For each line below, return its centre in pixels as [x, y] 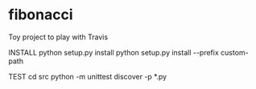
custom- [234, 52]
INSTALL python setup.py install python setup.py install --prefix [114, 52]
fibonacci [41, 15]
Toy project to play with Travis [58, 37]
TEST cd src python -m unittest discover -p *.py [88, 76]
